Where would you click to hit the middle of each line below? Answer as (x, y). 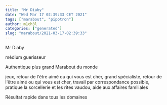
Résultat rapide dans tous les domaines (46, 97)
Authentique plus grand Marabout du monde (52, 67)
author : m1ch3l (21, 24)
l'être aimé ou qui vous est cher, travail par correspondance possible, (77, 82)
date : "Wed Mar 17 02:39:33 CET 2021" (46, 15)
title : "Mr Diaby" (25, 10)
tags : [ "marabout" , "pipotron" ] (39, 19)
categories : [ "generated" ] (34, 29)
